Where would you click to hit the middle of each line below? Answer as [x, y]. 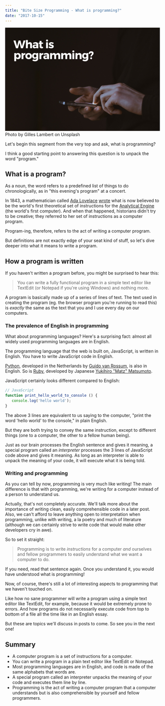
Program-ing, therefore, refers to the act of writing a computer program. [78, 231]
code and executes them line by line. [49, 682]
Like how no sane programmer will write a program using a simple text [76, 599]
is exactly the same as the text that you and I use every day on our [72, 308]
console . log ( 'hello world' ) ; [41, 401]
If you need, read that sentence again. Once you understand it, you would [80, 569]
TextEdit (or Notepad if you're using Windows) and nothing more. [83, 288]
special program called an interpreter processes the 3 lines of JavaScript [79, 450]
